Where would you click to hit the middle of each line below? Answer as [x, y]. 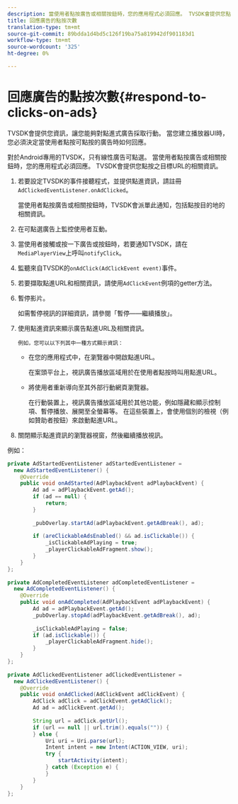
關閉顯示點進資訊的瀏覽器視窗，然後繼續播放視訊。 [92, 435]
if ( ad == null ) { [60, 497]
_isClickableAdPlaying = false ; [81, 629]
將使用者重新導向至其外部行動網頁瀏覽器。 [90, 387]
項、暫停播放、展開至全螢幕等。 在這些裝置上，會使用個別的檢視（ [125, 411]
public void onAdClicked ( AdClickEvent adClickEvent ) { [103, 695]
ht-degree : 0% [28, 54]
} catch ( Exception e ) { [82, 767]
